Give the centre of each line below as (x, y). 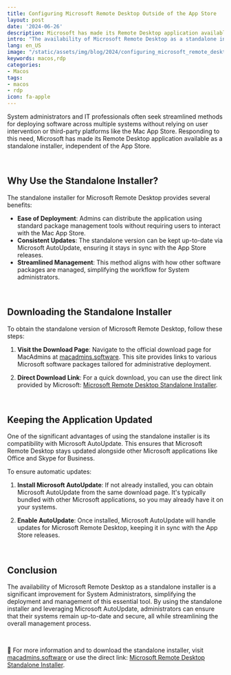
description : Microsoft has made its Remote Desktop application (102, 33)
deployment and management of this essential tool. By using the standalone (114, 602)
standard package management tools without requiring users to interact (119, 226)
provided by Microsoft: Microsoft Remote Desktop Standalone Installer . (117, 384)
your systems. (37, 507)
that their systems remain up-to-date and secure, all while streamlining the (113, 616)
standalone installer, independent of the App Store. (79, 146)
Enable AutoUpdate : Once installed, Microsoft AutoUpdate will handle (116, 520)
